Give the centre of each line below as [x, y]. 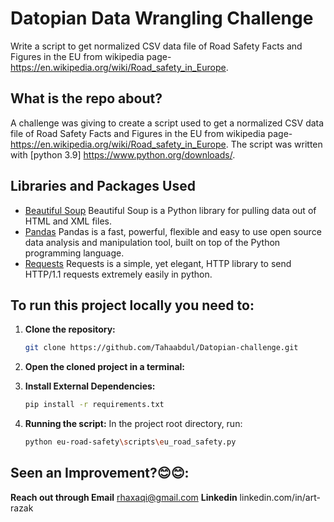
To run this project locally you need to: [132, 305]
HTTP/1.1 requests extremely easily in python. [118, 274]
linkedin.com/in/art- [280, 497]
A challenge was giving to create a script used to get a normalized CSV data [167, 123]
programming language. [74, 253]
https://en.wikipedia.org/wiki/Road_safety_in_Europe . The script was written [166, 144]
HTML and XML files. [68, 221]
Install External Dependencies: [90, 386]
